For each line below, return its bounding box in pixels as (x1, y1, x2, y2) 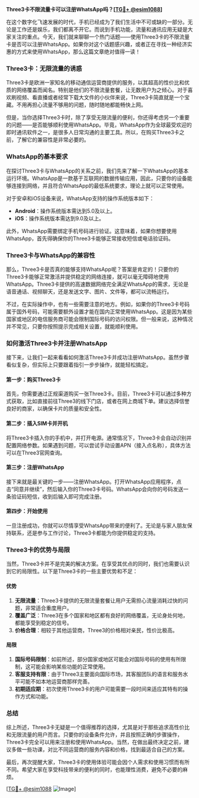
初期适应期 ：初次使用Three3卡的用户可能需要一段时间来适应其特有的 (14, 685, 184, 692)
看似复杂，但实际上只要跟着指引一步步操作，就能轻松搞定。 (6, 361, 152, 368)
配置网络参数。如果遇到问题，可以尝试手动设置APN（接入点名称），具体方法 (6, 441, 191, 449)
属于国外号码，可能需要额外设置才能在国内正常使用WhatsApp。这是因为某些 (6, 308, 192, 315)
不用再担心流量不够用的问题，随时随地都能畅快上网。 (16, 101, 146, 109)
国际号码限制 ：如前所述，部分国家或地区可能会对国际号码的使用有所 (14, 655, 181, 663)
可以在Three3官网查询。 (6, 449, 66, 456)
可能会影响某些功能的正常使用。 (30, 663, 108, 670)
